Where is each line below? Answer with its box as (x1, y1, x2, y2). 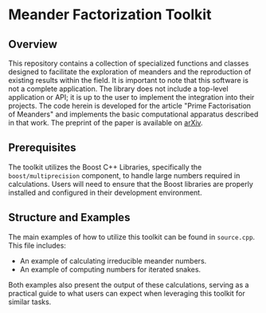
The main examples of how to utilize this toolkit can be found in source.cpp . (8, 232, 256, 241)
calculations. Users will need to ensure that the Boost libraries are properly (8, 179, 253, 188)
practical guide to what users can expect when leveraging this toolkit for (8, 288, 245, 298)
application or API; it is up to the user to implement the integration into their (8, 93, 255, 101)
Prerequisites (8, 141, 76, 155)
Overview (8, 38, 58, 51)
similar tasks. (8, 297, 52, 307)
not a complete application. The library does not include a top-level (8, 84, 229, 93)
